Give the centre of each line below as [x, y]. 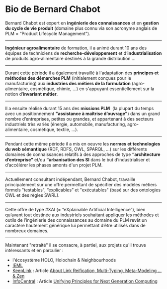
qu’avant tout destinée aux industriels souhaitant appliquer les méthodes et [82, 215]
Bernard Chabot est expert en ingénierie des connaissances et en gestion [82, 23]
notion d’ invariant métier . [32, 94]
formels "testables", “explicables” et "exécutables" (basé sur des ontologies [83, 190]
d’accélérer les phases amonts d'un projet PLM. [54, 165]
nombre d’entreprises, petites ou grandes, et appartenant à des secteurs [80, 119]
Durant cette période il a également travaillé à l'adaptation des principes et [82, 73]
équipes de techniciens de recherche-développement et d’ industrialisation [83, 53]
